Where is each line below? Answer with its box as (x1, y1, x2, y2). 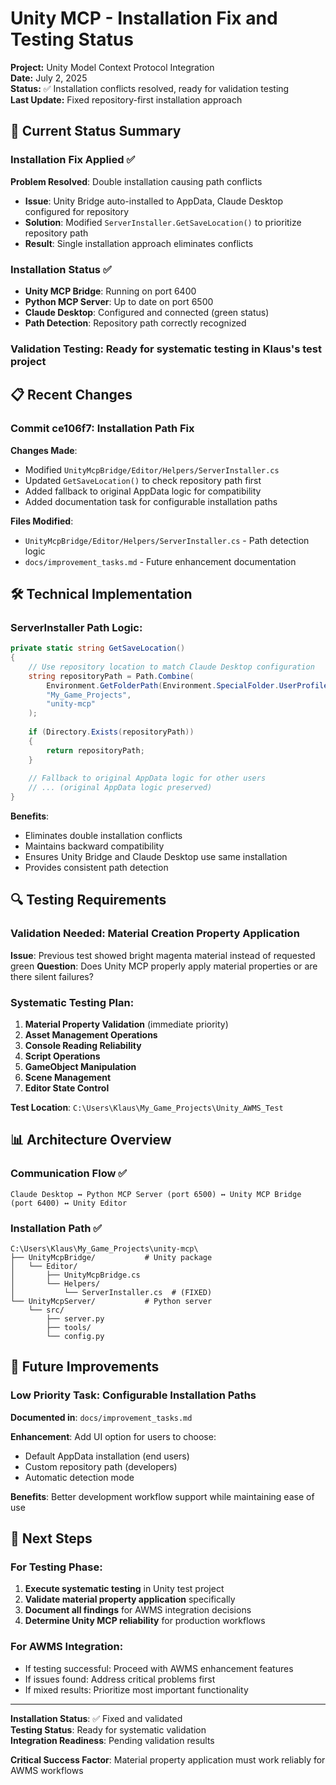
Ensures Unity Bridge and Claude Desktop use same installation (24, 851, 288, 863)
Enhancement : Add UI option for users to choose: (10, 1430, 217, 1442)
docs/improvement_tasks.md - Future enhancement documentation (24, 555, 297, 567)
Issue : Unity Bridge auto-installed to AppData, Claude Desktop (24, 195, 284, 207)
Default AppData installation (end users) (24, 1450, 190, 1462)
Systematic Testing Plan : (10, 995, 135, 1009)
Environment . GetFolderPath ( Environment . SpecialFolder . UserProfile (46, 680, 329, 691)
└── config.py (46, 1332, 105, 1342)
